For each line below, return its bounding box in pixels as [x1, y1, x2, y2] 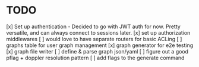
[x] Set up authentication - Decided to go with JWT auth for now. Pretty [6, 23, 181, 30]
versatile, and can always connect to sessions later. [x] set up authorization [6, 29, 191, 36]
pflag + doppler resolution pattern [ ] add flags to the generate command [6, 54, 185, 61]
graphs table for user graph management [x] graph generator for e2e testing [6, 42, 194, 49]
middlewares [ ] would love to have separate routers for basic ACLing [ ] [6, 35, 182, 42]
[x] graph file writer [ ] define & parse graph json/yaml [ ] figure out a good [6, 48, 189, 55]
